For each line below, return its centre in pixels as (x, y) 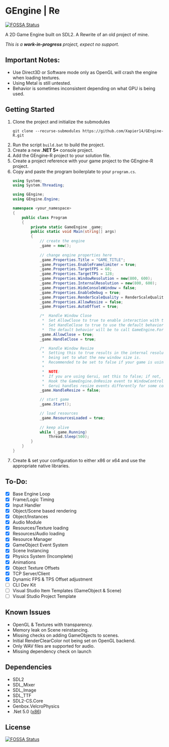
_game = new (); (55, 246)
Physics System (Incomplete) (43, 556)
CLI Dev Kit (24, 585)
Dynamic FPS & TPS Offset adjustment (53, 579)
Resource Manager (32, 539)
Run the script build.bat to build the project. (58, 145)
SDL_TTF (22, 695)
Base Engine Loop (31, 493)
